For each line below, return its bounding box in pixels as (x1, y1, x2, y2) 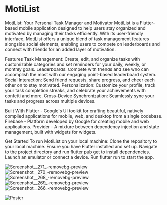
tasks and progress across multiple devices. (5, 98, 96, 104)
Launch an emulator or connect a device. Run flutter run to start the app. (5, 154, 154, 160)
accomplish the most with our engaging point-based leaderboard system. (5, 71, 157, 77)
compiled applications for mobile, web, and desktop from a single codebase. (5, 113, 163, 119)
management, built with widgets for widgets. (5, 129, 97, 135)
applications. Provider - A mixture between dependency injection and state (5, 123, 160, 130)
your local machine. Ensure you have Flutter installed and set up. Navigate (5, 143, 158, 149)
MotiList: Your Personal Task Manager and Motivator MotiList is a (5, 20, 139, 26)
